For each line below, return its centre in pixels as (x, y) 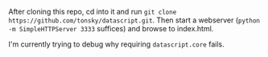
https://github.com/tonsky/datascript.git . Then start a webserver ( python (134, 20)
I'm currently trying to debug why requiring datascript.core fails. (116, 44)
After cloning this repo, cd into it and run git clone (93, 12)
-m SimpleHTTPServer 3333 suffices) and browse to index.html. (111, 28)
